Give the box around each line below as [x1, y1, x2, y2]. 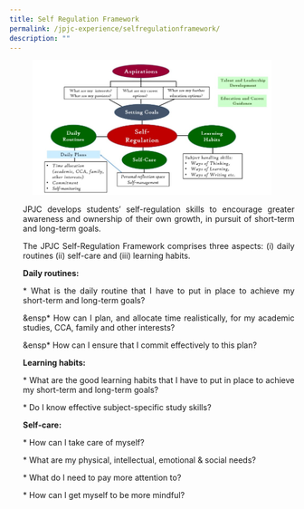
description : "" [9, 34, 71, 43]
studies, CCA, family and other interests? [22, 322, 176, 333]
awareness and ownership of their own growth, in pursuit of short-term [22, 214, 295, 225]
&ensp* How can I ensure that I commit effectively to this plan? [22, 340, 258, 351]
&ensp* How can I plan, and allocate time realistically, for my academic [22, 312, 295, 323]
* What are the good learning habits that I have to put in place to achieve [22, 375, 295, 386]
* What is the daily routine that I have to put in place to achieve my [22, 285, 295, 296]
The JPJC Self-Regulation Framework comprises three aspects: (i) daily [22, 241, 295, 252]
